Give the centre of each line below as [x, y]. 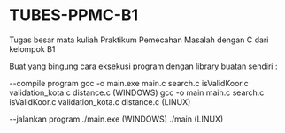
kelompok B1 [32, 48]
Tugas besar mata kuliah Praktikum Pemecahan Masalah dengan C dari [139, 40]
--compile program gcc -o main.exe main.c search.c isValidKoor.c [129, 83]
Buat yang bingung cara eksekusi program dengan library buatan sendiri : [143, 66]
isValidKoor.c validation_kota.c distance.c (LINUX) [100, 101]
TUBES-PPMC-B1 [74, 15]
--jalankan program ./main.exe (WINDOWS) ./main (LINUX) [116, 119]
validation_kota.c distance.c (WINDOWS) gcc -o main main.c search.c [137, 92]
